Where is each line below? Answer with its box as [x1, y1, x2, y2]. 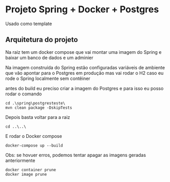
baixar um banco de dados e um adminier [5, 54, 93, 60]
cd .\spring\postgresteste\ [5, 100, 66, 106]
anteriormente [5, 157, 35, 164]
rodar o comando [5, 91, 42, 97]
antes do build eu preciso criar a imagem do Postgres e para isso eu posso [5, 85, 164, 91]
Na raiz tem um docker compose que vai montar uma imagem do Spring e [5, 49, 162, 55]
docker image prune [5, 172, 47, 177]
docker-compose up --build [5, 143, 63, 148]
